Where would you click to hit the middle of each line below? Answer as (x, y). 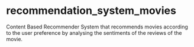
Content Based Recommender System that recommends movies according (97, 27)
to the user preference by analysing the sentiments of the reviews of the (94, 32)
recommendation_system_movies (91, 11)
